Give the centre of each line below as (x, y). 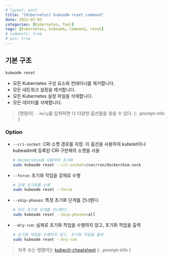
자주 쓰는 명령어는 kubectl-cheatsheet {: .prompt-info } (74, 250)
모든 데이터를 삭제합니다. (37, 102)
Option (14, 132)
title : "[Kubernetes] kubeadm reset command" (54, 15)
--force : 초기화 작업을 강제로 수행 (46, 175)
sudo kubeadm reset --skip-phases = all (54, 215)
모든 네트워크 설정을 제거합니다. (44, 90)
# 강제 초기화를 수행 (31, 185)
